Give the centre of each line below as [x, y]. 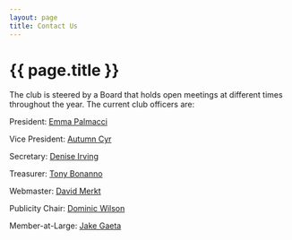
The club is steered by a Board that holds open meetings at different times [146, 95]
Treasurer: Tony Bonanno [56, 174]
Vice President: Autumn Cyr [60, 139]
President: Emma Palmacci [58, 122]
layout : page [34, 17]
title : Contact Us [43, 26]
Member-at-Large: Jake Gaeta [65, 226]
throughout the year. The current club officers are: [102, 105]
